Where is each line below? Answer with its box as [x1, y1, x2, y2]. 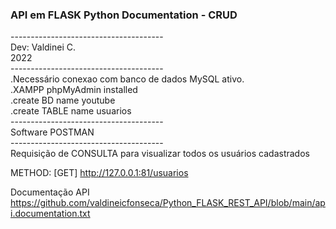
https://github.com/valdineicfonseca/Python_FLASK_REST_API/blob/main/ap [10, 197, 326, 209]
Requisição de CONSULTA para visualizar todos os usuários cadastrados [10, 148, 310, 160]
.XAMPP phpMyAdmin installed [10, 84, 138, 96]
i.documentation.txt [10, 208, 91, 220]
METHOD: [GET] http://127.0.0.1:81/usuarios [10, 167, 189, 179]
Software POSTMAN [10, 126, 95, 138]
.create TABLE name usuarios [10, 105, 132, 117]
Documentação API [10, 186, 90, 198]
